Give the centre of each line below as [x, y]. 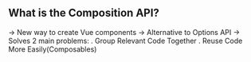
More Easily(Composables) [53, 49]
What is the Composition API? [84, 13]
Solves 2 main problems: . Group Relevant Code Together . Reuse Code [125, 41]
